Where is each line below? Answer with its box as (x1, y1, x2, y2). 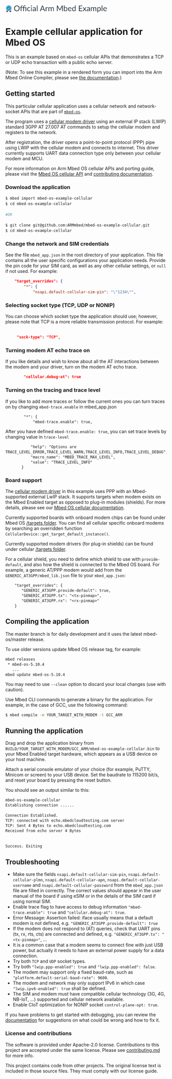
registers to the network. (5, 129, 57, 135)
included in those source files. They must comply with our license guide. (5, 1068, 158, 1074)
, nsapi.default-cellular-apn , (42, 877, 106, 883)
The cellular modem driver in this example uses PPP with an (5, 488, 132, 494)
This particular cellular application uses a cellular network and (5, 103, 137, 109)
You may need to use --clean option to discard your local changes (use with (5, 681, 166, 687)
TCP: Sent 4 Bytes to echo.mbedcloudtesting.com (5, 823, 111, 829)
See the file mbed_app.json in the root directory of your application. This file (5, 252, 164, 258)
